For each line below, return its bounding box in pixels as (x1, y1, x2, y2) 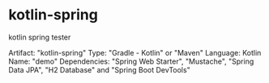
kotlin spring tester (8, 32, 71, 42)
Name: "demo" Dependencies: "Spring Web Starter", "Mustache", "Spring (8, 56, 254, 66)
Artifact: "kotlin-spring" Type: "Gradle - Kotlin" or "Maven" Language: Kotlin (8, 48, 262, 57)
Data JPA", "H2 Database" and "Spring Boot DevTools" (8, 64, 190, 74)
